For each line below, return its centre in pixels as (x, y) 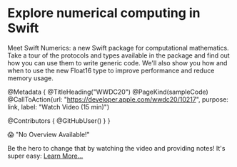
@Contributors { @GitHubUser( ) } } (59, 120)
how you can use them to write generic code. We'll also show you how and (117, 63)
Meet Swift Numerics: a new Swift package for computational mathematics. (118, 48)
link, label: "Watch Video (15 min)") (58, 107)
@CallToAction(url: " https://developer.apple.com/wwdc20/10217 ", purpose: (118, 99)
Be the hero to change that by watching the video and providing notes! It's (116, 148)
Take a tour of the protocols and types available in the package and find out (118, 55)
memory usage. (30, 78)
